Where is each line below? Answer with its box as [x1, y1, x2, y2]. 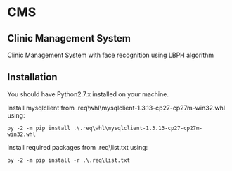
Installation [7, 71, 58, 83]
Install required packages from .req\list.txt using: [7, 143, 148, 151]
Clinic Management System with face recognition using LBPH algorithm [7, 51, 214, 59]
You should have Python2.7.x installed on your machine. [7, 89, 169, 99]
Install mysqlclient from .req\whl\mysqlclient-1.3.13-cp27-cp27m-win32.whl [7, 103, 226, 112]
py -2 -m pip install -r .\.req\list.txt [7, 156, 131, 164]
